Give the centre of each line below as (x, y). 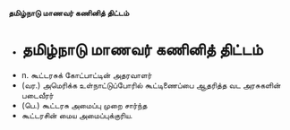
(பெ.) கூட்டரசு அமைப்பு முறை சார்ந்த (84, 105)
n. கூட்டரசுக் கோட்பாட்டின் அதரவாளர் (87, 74)
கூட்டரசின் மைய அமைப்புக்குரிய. (77, 115)
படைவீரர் (38, 95)
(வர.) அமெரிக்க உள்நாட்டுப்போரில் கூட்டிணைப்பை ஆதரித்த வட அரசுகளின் (151, 85)
